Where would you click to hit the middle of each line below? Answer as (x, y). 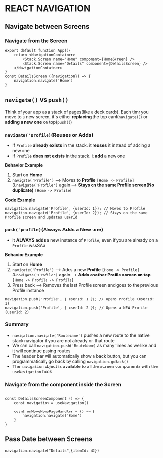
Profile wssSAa (29, 246)
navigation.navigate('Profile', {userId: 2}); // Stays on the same (76, 213)
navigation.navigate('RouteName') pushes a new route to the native (81, 335)
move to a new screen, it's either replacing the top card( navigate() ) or (76, 117)
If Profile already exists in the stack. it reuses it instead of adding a (81, 145)
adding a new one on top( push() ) (39, 122)
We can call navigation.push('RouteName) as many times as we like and (84, 345)
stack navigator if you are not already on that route (63, 340)
